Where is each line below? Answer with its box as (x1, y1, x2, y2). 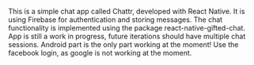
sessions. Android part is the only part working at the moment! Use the (8, 40, 239, 49)
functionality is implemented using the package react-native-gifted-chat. (8, 23, 245, 32)
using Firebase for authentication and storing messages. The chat (8, 15, 223, 24)
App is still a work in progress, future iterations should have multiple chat (8, 31, 246, 41)
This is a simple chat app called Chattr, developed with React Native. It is (8, 7, 245, 16)
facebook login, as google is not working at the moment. (8, 49, 192, 57)
